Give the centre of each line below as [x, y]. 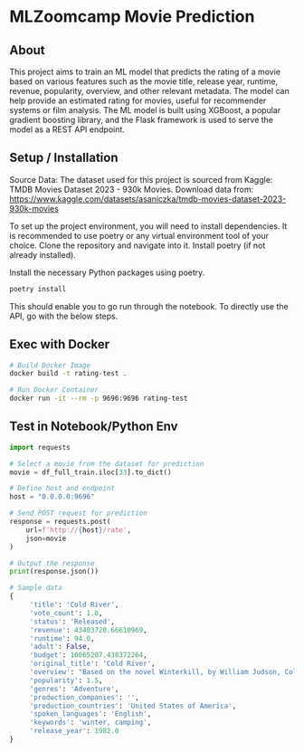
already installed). [43, 254]
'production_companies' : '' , [85, 697]
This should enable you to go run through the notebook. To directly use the [149, 306]
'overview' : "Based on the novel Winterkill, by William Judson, [155, 672]
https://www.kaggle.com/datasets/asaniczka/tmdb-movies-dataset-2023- [148, 199]
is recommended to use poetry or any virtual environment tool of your [139, 235]
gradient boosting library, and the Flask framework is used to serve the [142, 120]
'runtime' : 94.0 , [62, 638]
